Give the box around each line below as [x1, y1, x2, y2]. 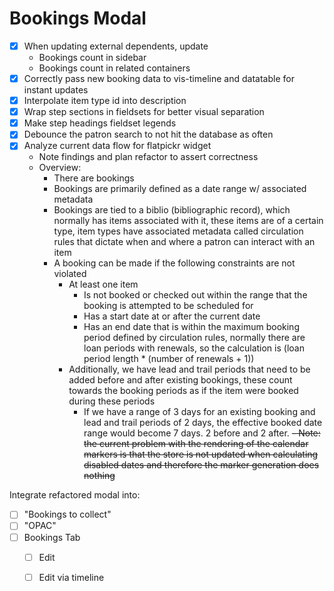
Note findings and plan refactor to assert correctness [38, 151, 259, 163]
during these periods [68, 395, 156, 407]
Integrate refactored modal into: [9, 489, 141, 501]
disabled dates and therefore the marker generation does [83, 459, 320, 471]
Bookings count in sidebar [38, 52, 147, 63]
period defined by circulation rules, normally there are [83, 332, 306, 344]
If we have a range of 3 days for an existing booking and [83, 406, 316, 418]
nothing [83, 470, 116, 482]
